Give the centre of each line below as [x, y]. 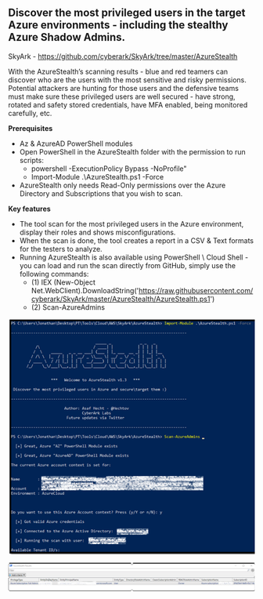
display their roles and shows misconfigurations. [97, 232]
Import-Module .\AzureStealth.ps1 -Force [97, 176]
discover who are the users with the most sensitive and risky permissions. [127, 80]
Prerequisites [31, 128]
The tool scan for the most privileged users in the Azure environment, [131, 223]
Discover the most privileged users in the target [127, 13]
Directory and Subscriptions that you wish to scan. [101, 193]
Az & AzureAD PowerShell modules [76, 143]
